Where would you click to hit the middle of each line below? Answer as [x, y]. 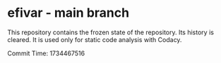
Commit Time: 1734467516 [46, 53]
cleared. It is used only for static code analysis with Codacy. [95, 39]
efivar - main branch [68, 13]
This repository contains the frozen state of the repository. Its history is [110, 32]
